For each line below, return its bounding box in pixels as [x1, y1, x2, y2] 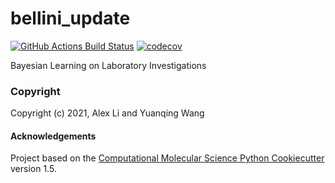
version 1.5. [10, 163, 57, 175]
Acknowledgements [10, 130, 97, 142]
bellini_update [10, 7, 131, 30]
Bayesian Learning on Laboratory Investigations [10, 59, 207, 71]
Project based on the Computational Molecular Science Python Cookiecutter [10, 152, 325, 164]
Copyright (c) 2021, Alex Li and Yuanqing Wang [10, 107, 205, 119]
